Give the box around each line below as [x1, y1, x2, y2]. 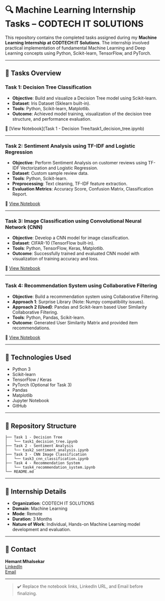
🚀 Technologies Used [5, 353, 71, 361]
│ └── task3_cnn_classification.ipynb [5, 456, 89, 461]
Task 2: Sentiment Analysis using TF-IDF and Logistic [5, 142, 136, 149]
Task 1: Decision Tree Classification [5, 84, 92, 91]
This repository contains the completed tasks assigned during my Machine [5, 34, 157, 40]
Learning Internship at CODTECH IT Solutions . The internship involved [5, 39, 150, 45]
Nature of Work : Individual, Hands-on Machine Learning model [12, 521, 140, 527]
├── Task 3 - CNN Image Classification [5, 452, 87, 457]
